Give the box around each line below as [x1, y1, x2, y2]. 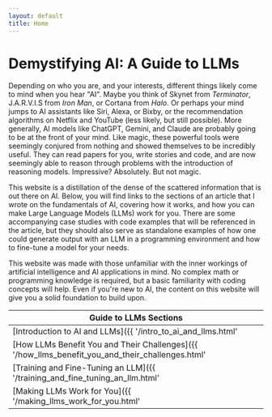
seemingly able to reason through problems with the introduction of [8, 159, 233, 168]
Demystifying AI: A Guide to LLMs [8, 54, 240, 73]
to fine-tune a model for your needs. [8, 243, 130, 253]
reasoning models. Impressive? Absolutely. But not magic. [8, 167, 202, 177]
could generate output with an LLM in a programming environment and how [8, 234, 261, 244]
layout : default [8, 11, 63, 20]
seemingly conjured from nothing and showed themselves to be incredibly [8, 141, 256, 151]
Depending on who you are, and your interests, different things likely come [8, 81, 257, 91]
